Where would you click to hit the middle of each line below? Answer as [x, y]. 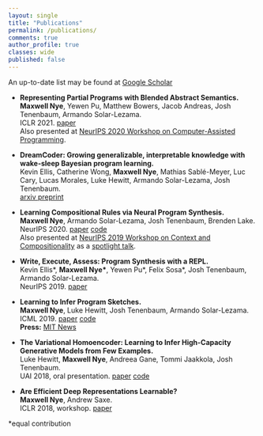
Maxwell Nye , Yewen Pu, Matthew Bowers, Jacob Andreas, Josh [125, 106]
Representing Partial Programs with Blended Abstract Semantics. [129, 97]
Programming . [43, 139]
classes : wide [32, 52]
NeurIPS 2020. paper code [63, 229]
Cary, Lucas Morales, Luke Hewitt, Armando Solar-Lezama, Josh [125, 180]
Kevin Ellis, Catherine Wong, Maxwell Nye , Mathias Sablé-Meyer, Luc [133, 172]
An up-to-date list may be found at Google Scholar [90, 82]
